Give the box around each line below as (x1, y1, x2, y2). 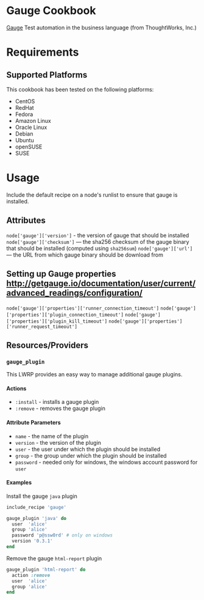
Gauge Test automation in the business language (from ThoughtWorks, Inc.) (6, 24, 197, 31)
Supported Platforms (6, 70, 88, 80)
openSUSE (15, 143, 43, 150)
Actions (6, 384, 27, 392)
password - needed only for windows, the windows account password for (15, 458, 198, 466)
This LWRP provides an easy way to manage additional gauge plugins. (6, 371, 183, 378)
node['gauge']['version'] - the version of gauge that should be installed (6, 232, 189, 239)
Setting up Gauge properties (6, 269, 117, 279)
